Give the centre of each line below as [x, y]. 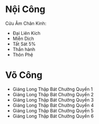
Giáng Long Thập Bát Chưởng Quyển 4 [53, 105]
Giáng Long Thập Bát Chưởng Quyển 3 [53, 100]
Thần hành [24, 49]
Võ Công [24, 75]
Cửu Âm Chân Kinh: [26, 23]
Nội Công [25, 9]
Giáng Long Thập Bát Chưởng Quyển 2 [53, 94]
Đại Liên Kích [26, 33]
